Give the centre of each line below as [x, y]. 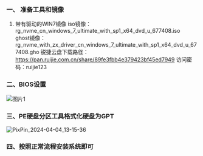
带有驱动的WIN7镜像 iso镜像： [53, 24]
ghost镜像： [30, 38]
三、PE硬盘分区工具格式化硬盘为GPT [60, 116]
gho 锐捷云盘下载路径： [59, 52]
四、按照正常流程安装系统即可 [50, 146]
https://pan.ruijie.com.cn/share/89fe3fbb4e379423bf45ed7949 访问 [101, 59]
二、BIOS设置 [26, 84]
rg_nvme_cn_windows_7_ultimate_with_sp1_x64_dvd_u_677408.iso [98, 31]
